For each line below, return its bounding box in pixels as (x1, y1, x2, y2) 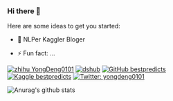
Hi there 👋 (7, 6, 42, 16)
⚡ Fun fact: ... (17, 49, 55, 57)
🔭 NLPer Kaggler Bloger (17, 35, 85, 44)
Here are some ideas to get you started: (7, 22, 121, 30)
